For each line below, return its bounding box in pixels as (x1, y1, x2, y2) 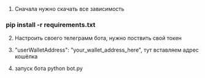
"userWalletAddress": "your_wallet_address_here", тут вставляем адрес (14, 46, 199, 54)
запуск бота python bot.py (14, 64, 83, 72)
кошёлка (14, 53, 38, 60)
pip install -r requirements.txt (6, 20, 96, 29)
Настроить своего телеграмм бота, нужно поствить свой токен (14, 34, 182, 42)
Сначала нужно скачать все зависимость (14, 6, 125, 12)
